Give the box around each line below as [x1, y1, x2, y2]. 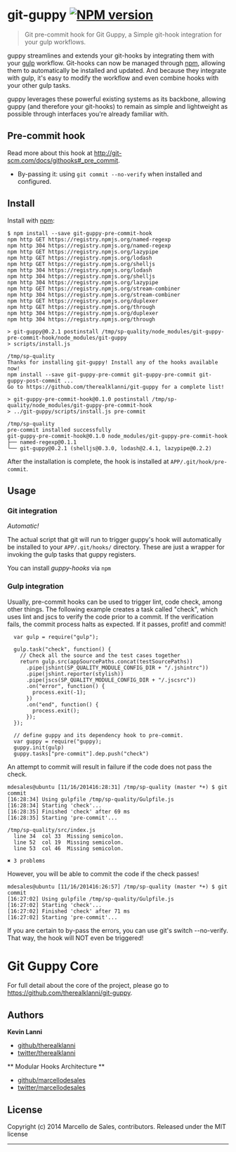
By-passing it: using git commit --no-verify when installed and [17, 169, 202, 178]
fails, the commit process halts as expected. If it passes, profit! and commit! [7, 620, 227, 628]
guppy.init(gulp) [13, 744, 65, 751]
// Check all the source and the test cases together [20, 651, 181, 659]
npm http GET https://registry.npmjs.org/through [7, 303, 156, 310]
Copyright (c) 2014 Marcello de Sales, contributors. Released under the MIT [7, 1123, 226, 1131]
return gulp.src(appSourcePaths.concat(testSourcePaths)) [20, 658, 193, 665]
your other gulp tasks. [7, 81, 71, 89]
